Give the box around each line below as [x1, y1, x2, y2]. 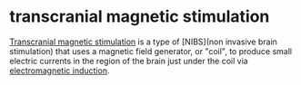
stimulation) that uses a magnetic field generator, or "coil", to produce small [9, 45, 293, 56]
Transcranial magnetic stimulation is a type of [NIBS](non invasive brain [9, 36, 277, 47]
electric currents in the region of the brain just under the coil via [9, 55, 248, 66]
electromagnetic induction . [9, 65, 110, 76]
